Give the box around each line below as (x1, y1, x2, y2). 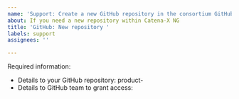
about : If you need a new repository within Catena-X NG (7, 17, 180, 24)
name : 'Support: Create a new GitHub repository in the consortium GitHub (7, 10, 234, 18)
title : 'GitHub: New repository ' (7, 23, 110, 30)
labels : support (7, 30, 55, 37)
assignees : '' (7, 37, 50, 44)
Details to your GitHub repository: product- (17, 76, 144, 85)
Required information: (7, 62, 71, 71)
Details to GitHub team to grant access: (17, 83, 133, 92)
